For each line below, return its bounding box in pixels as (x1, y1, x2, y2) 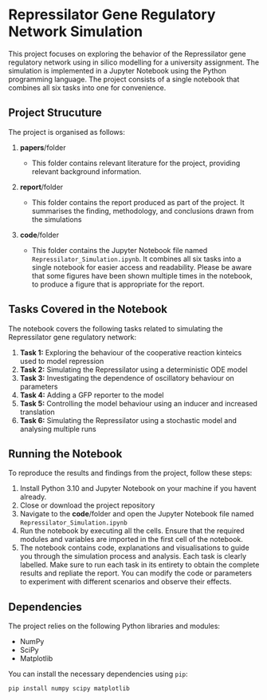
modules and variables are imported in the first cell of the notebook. (19, 535, 243, 544)
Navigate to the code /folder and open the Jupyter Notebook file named (19, 509, 254, 519)
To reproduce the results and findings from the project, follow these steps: (8, 469, 253, 478)
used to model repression (19, 356, 104, 366)
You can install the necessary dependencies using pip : (8, 669, 189, 679)
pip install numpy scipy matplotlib (8, 685, 130, 693)
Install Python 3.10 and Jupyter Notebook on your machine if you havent (19, 484, 257, 493)
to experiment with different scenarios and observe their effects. (19, 577, 232, 587)
